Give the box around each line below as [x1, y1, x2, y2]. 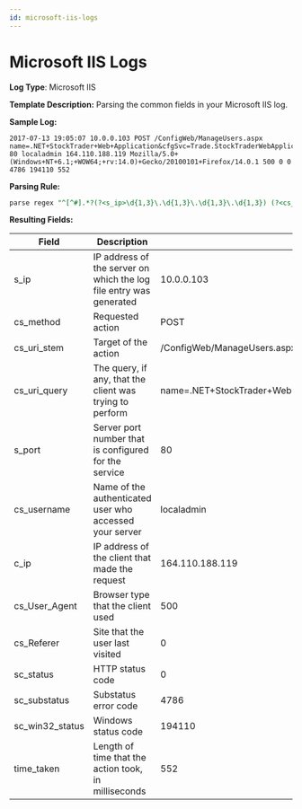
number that [93, 433, 146, 445]
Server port [93, 421, 142, 434]
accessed [93, 514, 135, 527]
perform [93, 407, 128, 419]
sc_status [13, 668, 54, 681]
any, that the [93, 374, 147, 386]
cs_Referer [13, 637, 60, 649]
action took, [93, 762, 144, 775]
